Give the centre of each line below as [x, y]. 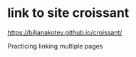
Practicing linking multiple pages [55, 46]
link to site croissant [68, 13]
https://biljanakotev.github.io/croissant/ [65, 32]
